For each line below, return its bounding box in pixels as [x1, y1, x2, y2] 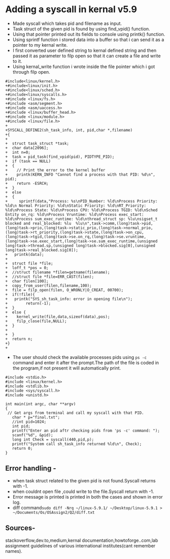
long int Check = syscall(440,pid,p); [12, 437, 94, 442]
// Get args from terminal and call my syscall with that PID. [7, 410, 144, 415]
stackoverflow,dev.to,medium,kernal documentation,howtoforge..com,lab [5, 537, 158, 543]
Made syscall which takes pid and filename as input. [12, 20, 122, 26]
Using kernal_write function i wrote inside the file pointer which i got [12, 63, 155, 70]
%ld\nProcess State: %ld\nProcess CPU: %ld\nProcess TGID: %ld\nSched [5, 207, 158, 213]
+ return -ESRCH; [5, 181, 49, 186]
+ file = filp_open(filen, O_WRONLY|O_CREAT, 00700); [5, 287, 124, 292]
